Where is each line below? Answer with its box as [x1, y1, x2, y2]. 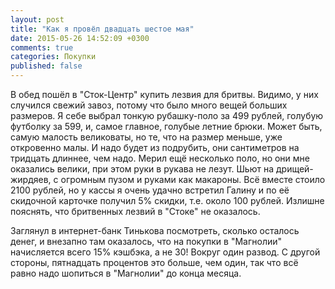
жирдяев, [10, 174, 52, 185]
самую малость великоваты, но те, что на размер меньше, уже [10, 131, 283, 143]
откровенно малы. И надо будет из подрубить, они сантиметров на [10, 142, 300, 153]
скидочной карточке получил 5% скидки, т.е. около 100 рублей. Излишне [10, 195, 325, 206]
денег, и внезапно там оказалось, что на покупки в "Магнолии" [10, 236, 283, 247]
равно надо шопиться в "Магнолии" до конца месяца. [10, 267, 242, 279]
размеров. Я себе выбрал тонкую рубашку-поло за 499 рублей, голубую [10, 110, 324, 121]
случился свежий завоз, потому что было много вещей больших [10, 99, 288, 111]
